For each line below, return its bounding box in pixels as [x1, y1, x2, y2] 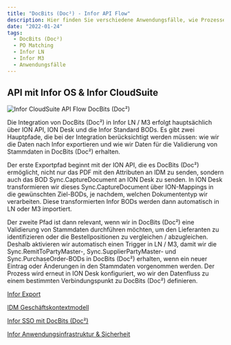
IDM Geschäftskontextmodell [7, 304, 89, 312]
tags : [7, 29, 23, 36]
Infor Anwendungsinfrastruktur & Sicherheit [7, 330, 131, 338]
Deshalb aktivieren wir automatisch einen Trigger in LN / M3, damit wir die [7, 240, 217, 249]
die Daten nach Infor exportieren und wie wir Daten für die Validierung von [7, 140, 218, 149]
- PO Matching [13, 42, 54, 49]
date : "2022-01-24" [7, 23, 63, 30]
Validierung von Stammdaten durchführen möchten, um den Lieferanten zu [7, 225, 219, 234]
